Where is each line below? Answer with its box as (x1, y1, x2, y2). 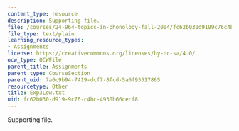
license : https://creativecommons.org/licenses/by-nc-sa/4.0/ (7, 50, 196, 57)
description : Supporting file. (7, 17, 100, 24)
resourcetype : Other (7, 83, 69, 90)
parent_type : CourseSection (7, 69, 91, 76)
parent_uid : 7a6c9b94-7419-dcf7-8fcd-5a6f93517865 (7, 76, 161, 84)
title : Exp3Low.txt (7, 89, 65, 96)
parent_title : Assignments (7, 63, 87, 70)
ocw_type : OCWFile (7, 57, 62, 64)
